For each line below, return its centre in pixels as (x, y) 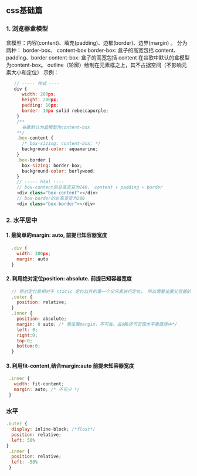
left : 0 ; (27, 330)
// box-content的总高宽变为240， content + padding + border (90, 187)
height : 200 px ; (40, 100)
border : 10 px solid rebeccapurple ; (65, 111)
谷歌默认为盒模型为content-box (56, 127)
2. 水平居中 (22, 220)
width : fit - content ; (39, 384)
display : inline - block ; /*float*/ (53, 429)
